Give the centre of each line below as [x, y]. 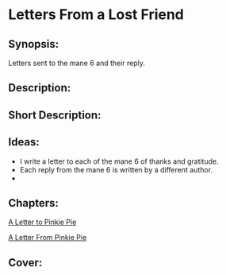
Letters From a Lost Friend [96, 15]
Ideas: [24, 142]
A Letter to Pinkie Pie [42, 222]
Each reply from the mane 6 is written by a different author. [116, 169]
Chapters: [34, 203]
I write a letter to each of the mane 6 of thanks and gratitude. [119, 161]
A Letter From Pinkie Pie [48, 238]
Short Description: [55, 115]
